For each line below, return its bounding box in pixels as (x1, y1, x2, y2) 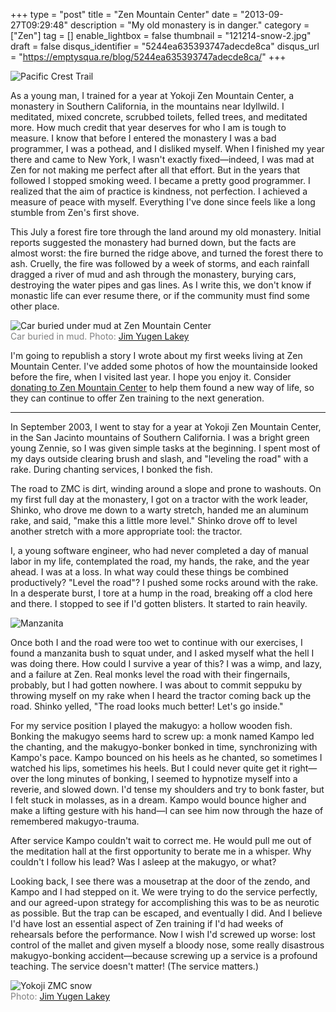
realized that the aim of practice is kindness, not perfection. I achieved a (10, 185, 308, 197)
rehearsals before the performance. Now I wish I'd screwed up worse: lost (10, 929, 316, 940)
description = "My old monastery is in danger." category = (69, 19, 310, 31)
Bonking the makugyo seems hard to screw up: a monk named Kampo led (10, 730, 315, 742)
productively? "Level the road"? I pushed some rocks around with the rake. (10, 577, 319, 588)
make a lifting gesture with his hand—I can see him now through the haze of (10, 805, 324, 816)
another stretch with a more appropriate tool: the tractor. (10, 525, 243, 537)
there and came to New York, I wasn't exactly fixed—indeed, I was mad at (10, 154, 315, 165)
